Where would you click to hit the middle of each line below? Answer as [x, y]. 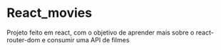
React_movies [50, 13]
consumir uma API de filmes [88, 39]
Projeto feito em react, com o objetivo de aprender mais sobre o [101, 32]
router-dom [24, 39]
